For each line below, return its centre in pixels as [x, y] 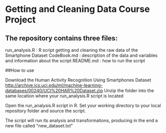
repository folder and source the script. [45, 111]
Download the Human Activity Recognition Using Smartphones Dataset [78, 80]
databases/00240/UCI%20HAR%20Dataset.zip [54, 90]
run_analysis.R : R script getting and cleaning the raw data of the [72, 50]
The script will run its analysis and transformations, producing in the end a [81, 120]
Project [20, 20]
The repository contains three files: [61, 38]
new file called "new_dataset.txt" [39, 126]
